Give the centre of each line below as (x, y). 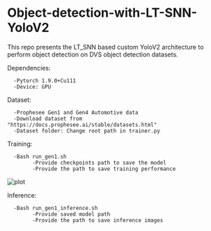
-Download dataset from (48, 119)
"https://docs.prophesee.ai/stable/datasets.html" (82, 125)
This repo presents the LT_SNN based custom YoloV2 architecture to (105, 47)
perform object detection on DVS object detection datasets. (93, 54)
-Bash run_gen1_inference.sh (56, 208)
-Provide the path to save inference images (98, 220)
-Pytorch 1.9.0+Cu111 (45, 81)
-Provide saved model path (71, 214)
